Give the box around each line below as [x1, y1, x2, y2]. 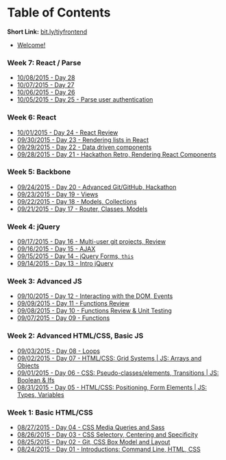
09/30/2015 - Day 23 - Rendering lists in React [16, 135, 149, 143]
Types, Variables [16, 390, 64, 399]
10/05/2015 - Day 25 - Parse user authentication [16, 95, 153, 104]
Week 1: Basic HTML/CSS [7, 407, 94, 417]
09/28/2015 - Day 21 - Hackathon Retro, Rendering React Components [16, 150, 217, 159]
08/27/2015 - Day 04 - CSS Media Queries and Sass [16, 424, 165, 432]
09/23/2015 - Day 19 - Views [16, 190, 99, 198]
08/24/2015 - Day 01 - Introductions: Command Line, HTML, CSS [16, 445, 201, 454]
